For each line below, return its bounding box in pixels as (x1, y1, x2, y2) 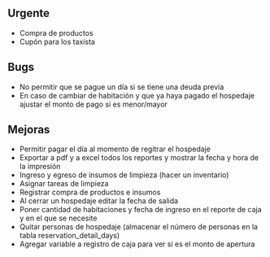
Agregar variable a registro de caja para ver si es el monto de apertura (19, 239, 255, 249)
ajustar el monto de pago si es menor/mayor (19, 99, 168, 109)
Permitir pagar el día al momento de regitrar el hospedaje (19, 144, 211, 154)
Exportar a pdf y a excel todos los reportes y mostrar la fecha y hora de (19, 153, 259, 163)
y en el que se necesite (19, 213, 98, 223)
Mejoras (7, 123, 50, 137)
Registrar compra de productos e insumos (19, 187, 161, 198)
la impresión (19, 162, 61, 172)
